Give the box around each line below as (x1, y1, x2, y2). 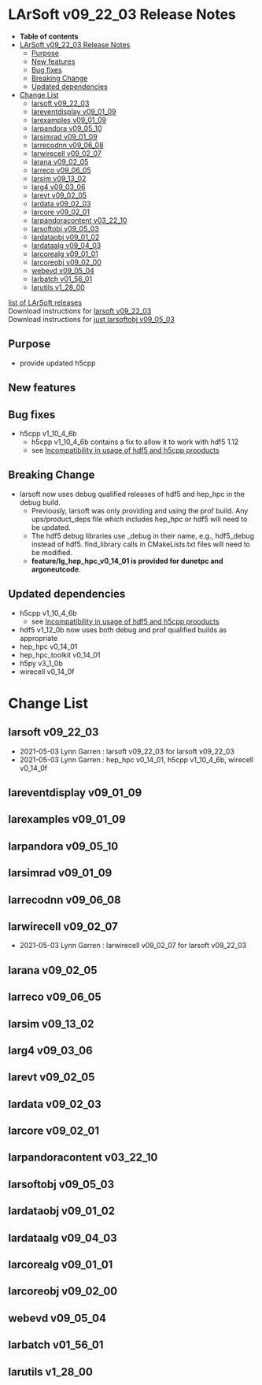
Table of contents (19, 31, 79, 41)
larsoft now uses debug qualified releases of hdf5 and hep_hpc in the (19, 489, 245, 498)
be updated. (31, 522, 71, 532)
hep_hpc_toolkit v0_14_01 (19, 650, 101, 659)
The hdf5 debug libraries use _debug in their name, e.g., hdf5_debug (31, 531, 254, 540)
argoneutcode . (31, 565, 81, 574)
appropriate (19, 633, 58, 643)
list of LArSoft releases (8, 298, 83, 307)
